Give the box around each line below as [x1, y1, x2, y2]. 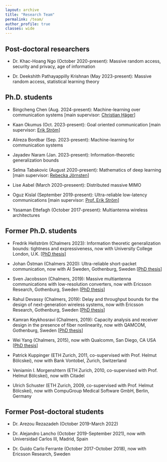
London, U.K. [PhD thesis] [12, 251, 66, 257]
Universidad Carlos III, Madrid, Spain [12, 436, 89, 442]
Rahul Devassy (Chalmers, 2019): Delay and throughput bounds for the [12, 296, 159, 302]
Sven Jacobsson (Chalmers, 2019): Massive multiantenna [12, 275, 131, 282]
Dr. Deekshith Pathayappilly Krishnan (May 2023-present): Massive [12, 73, 152, 79]
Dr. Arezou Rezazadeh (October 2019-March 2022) [12, 421, 119, 427]
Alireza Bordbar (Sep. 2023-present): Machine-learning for [12, 136, 134, 142]
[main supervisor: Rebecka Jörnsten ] [12, 172, 89, 178]
